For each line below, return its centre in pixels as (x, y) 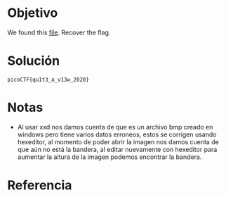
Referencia (40, 185)
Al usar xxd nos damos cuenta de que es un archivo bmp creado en (115, 127)
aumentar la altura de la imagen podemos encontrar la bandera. (109, 157)
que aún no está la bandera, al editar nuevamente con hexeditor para (117, 149)
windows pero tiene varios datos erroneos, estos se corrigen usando (117, 134)
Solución (34, 61)
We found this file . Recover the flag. (59, 32)
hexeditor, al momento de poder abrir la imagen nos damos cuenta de (118, 141)
